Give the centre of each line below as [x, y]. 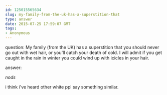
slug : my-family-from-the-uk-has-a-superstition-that [63, 14]
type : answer [19, 19]
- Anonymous [18, 33]
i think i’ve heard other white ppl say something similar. [62, 87]
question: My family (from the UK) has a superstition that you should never [82, 47]
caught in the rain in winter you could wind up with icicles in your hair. [77, 58]
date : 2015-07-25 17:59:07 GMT [38, 24]
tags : [11, 28]
